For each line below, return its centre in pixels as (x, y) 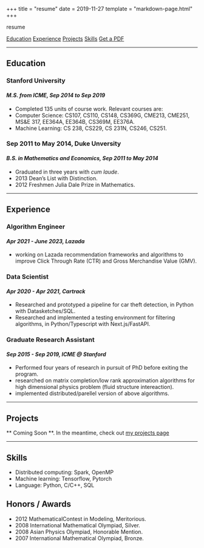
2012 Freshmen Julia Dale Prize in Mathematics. (75, 184)
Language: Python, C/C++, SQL (55, 485)
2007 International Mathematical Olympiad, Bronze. (79, 538)
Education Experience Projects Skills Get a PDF (65, 39)
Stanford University (36, 81)
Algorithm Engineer (36, 226)
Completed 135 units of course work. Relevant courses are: (89, 109)
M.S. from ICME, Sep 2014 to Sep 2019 (56, 95)
